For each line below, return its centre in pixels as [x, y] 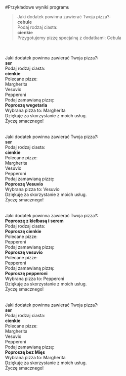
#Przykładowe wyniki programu [37, 7]
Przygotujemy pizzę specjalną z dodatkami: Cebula [69, 38]
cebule [24, 22]
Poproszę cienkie [23, 231]
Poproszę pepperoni [26, 273]
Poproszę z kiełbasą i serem [35, 221]
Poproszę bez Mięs [25, 352]
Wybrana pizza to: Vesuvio [32, 189]
